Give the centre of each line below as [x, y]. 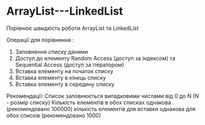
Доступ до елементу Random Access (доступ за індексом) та [95, 58]
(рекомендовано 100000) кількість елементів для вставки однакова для [101, 109]
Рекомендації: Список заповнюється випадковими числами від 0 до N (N [103, 96]
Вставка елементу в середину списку [65, 84]
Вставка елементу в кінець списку [61, 77]
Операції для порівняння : [40, 40]
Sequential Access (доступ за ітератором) [69, 65]
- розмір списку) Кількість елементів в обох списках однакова [89, 102]
